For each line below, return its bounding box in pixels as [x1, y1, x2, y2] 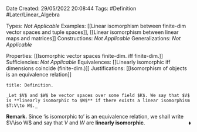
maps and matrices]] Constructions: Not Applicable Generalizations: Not [6, 35, 181, 41]
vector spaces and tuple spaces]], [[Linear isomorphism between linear [6, 29, 179, 36]
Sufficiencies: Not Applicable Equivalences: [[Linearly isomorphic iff [6, 58, 171, 65]
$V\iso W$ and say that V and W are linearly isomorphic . [6, 119, 145, 126]
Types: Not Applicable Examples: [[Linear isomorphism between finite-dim [6, 23, 186, 29]
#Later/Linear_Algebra [6, 11, 60, 18]
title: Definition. [6, 82, 54, 88]
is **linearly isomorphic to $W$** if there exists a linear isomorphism [6, 98, 191, 103]
